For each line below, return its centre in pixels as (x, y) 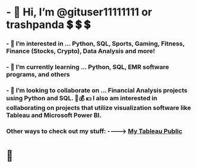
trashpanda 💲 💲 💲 (48, 25)
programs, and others (38, 75)
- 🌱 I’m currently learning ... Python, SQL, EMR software (88, 67)
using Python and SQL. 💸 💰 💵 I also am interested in (82, 98)
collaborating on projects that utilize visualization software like (99, 107)
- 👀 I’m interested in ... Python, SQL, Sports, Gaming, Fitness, (96, 44)
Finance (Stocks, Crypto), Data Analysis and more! (81, 51)
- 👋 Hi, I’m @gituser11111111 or (79, 12)
